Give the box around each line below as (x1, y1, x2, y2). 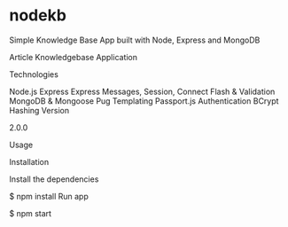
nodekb (9, 5, 66, 26)
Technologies (9, 68, 59, 80)
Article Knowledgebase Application (9, 51, 138, 62)
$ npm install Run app (9, 191, 89, 201)
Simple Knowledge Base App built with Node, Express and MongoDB (9, 35, 261, 45)
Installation (9, 156, 50, 167)
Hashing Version (9, 105, 69, 115)
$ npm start (9, 207, 51, 218)
